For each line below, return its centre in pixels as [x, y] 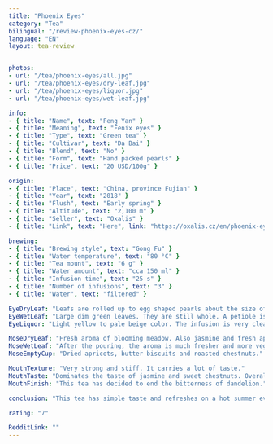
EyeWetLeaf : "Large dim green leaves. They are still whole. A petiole [132, 316]
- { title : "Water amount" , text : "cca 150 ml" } [94, 271]
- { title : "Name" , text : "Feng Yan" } [76, 121]
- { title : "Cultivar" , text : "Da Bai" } [80, 143]
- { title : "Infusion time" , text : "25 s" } [85, 279]
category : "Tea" [36, 24]
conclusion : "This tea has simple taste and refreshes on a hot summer [132, 398]
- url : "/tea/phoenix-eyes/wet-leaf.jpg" [80, 99]
